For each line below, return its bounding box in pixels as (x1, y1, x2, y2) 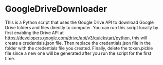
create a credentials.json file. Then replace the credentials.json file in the (5, 40, 151, 46)
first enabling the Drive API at (5, 30, 64, 35)
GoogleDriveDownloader (5, 3, 107, 15)
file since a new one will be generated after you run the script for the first (5, 50, 152, 56)
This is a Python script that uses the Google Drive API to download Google (5, 19, 154, 25)
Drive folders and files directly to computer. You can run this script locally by (5, 24, 159, 30)
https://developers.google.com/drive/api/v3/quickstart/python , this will (5, 35, 147, 41)
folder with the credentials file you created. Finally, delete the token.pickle (5, 45, 153, 51)
